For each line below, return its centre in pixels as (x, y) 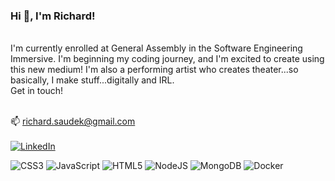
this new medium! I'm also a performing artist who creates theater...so (154, 70)
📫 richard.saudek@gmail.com (73, 121)
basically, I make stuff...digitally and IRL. (92, 80)
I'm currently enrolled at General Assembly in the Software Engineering (156, 48)
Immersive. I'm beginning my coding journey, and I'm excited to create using (167, 59)
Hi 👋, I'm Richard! (53, 16)
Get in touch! (37, 91)
